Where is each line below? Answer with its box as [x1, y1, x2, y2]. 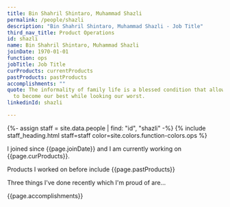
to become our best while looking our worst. [13, 93, 146, 100]
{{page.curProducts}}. [7, 151, 71, 160]
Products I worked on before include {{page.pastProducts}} [7, 165, 176, 173]
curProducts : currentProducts [7, 67, 94, 74]
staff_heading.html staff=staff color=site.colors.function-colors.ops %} [7, 131, 207, 139]
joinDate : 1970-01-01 [7, 49, 69, 56]
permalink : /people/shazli [7, 16, 84, 23]
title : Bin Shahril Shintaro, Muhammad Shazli [7, 10, 142, 17]
